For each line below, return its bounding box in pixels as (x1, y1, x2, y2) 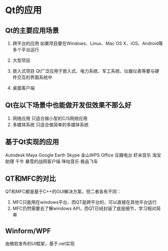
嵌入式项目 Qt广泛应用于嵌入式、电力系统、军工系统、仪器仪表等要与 (12, 68, 155, 74)
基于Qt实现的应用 (5, 138, 59, 146)
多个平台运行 (12, 47, 39, 53)
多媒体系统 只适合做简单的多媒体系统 (12, 121, 89, 128)
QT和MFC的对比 (5, 174, 56, 183)
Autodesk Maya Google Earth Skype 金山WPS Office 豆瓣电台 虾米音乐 (5, 152, 151, 158)
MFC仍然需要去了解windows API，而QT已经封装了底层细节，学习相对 (12, 205, 156, 211)
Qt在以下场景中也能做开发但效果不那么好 (5, 101, 132, 109)
